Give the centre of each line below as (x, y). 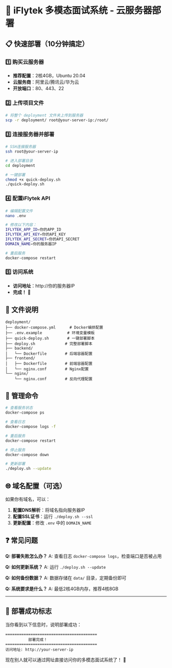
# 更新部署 (15, 464)
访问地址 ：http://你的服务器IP (44, 286)
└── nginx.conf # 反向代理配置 (53, 379)
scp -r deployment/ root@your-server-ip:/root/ (57, 120)
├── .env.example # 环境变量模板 (50, 333)
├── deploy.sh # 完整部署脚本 (49, 343)
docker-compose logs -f (31, 427)
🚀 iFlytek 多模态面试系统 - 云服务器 (79, 10)
